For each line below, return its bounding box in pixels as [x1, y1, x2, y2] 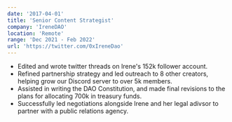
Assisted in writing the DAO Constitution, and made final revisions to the [17, 85, 226, 93]
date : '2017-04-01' [7, 10, 64, 18]
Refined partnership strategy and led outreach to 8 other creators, [17, 69, 209, 78]
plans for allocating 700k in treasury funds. [17, 92, 142, 100]
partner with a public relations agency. [17, 107, 128, 115]
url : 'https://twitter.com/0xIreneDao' [7, 43, 124, 50]
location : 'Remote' [7, 29, 64, 37]
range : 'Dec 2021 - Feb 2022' [7, 36, 96, 43]
